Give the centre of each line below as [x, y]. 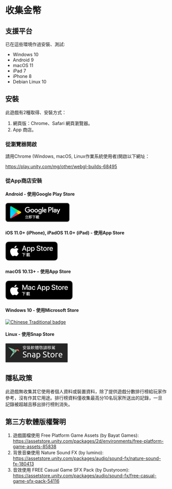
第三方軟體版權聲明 [36, 422]
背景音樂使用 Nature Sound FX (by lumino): [58, 452]
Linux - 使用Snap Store [30, 334]
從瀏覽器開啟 [21, 144]
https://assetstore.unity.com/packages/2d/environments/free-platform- [88, 441]
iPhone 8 [22, 76]
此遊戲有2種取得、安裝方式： [36, 112]
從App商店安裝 [24, 181]
